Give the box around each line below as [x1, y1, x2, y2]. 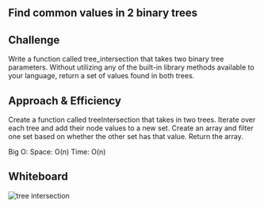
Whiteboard [8, 170, 69, 183]
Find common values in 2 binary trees [8, 6, 198, 20]
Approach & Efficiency [8, 94, 121, 108]
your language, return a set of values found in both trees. [8, 71, 195, 81]
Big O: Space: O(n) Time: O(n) [8, 147, 106, 157]
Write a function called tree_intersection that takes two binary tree [8, 55, 224, 64]
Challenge [8, 33, 60, 47]
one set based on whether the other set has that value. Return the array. [8, 132, 244, 142]
